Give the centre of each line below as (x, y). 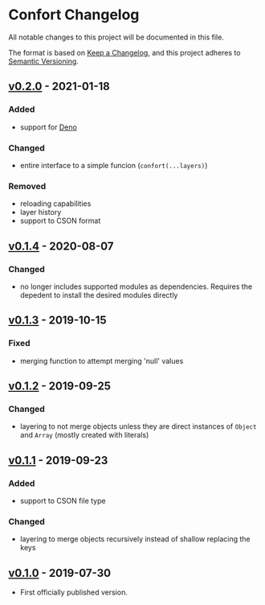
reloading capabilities (55, 204)
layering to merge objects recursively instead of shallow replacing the (135, 539)
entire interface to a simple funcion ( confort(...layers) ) (114, 165)
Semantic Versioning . (43, 61)
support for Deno (49, 127)
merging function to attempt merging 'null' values (102, 360)
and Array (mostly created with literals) (84, 435)
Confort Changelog (74, 15)
